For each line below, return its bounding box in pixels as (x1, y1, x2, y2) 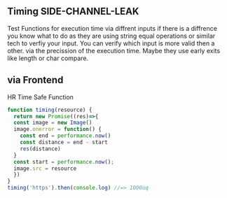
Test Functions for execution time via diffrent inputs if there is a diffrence (7, 24, 217, 32)
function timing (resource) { (7, 106, 92, 113)
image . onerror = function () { (13, 126, 102, 133)
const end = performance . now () (20, 132, 111, 139)
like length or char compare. (7, 54, 89, 62)
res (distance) (20, 145, 61, 153)
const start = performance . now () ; (13, 158, 114, 165)
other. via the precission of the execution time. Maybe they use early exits (7, 46, 221, 55)
